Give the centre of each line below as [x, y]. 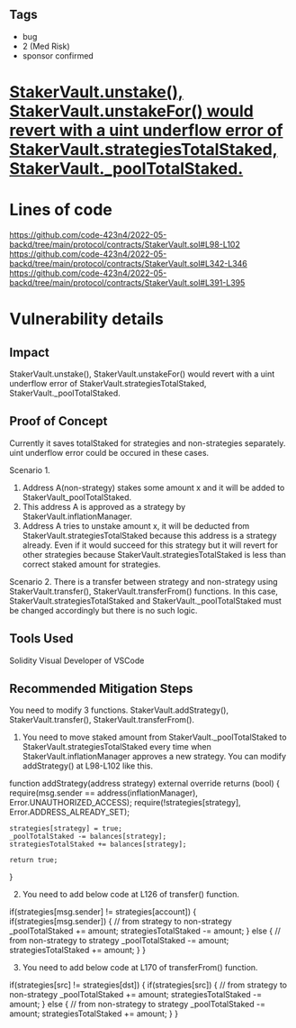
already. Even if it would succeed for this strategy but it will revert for [150, 545]
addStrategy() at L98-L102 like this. [87, 766]
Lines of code [61, 210]
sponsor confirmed [58, 55]
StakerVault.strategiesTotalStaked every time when [117, 747]
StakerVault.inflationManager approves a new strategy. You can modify [154, 757]
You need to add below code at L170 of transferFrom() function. [140, 968]
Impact [29, 352]
